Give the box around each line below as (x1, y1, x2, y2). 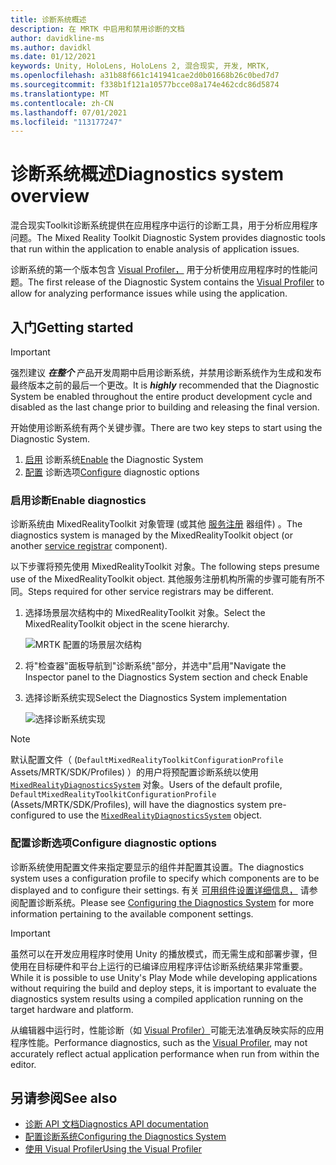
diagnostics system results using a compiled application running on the (10, 992, 304, 1005)
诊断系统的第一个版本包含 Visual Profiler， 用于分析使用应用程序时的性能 (10, 264, 310, 276)
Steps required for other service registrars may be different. (28, 586, 274, 598)
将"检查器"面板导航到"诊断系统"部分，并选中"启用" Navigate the (24, 660, 287, 672)
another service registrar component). (10, 540, 168, 552)
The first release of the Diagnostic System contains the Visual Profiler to (28, 276, 325, 288)
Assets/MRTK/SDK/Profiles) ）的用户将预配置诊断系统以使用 (10, 766, 260, 778)
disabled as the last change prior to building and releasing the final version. (10, 401, 320, 413)
